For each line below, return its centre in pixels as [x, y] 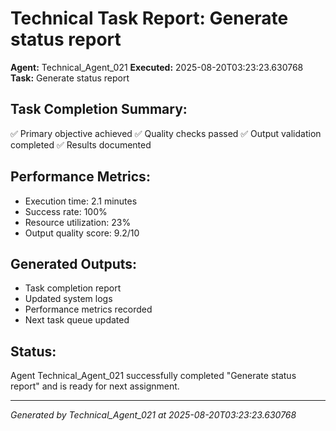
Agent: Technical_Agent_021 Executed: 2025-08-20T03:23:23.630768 [157, 67]
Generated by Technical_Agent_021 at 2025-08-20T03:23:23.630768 [153, 415]
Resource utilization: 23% [78, 222]
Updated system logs [68, 299]
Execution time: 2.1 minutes [81, 201]
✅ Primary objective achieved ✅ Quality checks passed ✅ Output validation [166, 133]
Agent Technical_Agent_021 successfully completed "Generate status [153, 376]
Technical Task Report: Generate [149, 18]
